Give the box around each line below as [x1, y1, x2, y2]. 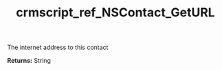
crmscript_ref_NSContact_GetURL [16, 5, 215, 20]
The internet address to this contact [7, 43, 109, 52]
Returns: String [7, 57, 52, 65]
